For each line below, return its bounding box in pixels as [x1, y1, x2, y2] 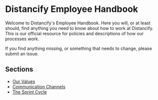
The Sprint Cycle [12, 89, 47, 95]
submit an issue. [5, 51, 39, 57]
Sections [5, 65, 33, 74]
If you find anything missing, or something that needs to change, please [5, 45, 153, 51]
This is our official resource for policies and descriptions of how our [5, 30, 144, 36]
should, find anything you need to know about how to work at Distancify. [5, 25, 154, 31]
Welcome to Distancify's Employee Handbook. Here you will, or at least [5, 20, 151, 26]
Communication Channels [12, 84, 66, 90]
